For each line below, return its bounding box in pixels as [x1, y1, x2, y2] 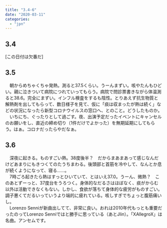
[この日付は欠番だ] [5, 53, 44, 60]
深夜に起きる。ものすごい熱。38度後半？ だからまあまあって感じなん [9, 154, 155, 160]
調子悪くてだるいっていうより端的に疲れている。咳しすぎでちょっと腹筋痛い [5, 192, 162, 198]
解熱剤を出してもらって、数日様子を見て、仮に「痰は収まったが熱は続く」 [5, 101, 157, 107]
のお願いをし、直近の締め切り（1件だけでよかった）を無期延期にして [5, 119, 147, 125]
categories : [5, 16, 30, 21]
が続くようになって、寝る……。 [5, 167, 69, 173]
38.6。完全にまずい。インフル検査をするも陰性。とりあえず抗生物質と [13, 94, 159, 100]
